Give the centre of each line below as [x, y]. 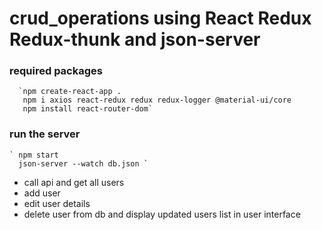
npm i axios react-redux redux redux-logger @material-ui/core [157, 100]
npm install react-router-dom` [88, 109]
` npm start [34, 155]
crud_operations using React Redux [160, 18]
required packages [56, 71]
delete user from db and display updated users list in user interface [162, 214]
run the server [45, 134]
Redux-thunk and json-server [135, 39]
